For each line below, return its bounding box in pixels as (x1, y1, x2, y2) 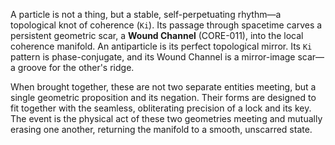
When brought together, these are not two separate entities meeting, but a (10, 81, 317, 93)
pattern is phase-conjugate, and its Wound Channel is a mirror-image (10, 51, 296, 63)
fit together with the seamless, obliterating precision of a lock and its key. (10, 102, 312, 114)
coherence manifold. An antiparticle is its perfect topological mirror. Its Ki (10, 40, 313, 52)
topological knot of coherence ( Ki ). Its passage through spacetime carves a (10, 19, 323, 31)
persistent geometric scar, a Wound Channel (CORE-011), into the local (10, 30, 304, 41)
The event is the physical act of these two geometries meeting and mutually (10, 113, 323, 124)
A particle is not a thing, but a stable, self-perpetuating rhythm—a (10, 9, 282, 20)
